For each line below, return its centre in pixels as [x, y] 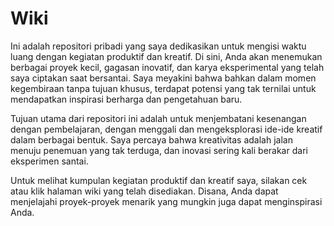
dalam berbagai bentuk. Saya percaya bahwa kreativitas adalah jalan [151, 139]
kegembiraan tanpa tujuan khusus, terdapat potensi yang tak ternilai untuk [163, 88]
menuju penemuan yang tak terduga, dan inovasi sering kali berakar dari [159, 150]
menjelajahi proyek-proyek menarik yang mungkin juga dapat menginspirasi [166, 201]
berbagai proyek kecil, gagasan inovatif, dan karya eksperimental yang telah [167, 67]
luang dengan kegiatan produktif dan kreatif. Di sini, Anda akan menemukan [166, 56]
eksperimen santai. [49, 161]
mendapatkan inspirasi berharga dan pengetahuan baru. [126, 99]
